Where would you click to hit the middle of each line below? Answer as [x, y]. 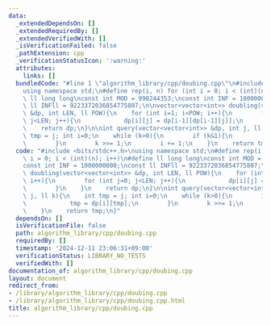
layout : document [38, 278]
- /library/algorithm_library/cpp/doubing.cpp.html [97, 301]
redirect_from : [34, 286]
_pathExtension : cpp [50, 53]
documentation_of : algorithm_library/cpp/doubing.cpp [101, 271]
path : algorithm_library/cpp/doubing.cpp [86, 233]
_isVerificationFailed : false [66, 46]
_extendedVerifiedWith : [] [61, 38]
